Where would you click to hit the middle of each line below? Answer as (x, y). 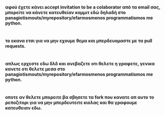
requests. (15, 46)
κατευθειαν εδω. (23, 108)
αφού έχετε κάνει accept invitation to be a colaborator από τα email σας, (83, 7)
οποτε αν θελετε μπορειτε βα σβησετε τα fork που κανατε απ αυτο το (79, 97)
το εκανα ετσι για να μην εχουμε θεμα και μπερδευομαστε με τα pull (79, 41)
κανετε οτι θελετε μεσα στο (35, 69)
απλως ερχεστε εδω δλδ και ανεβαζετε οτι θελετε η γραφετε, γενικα (80, 63)
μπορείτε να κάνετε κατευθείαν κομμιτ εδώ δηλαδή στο (65, 12)
